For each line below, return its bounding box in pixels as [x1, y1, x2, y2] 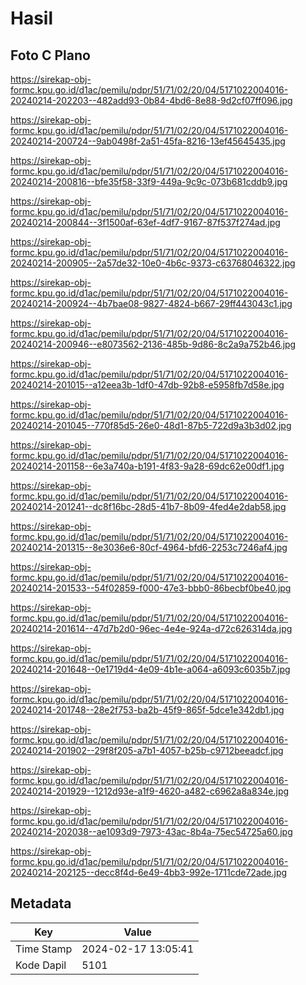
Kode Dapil [15, 958, 67, 972]
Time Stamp [15, 942, 73, 956]
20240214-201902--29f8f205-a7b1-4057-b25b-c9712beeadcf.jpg [10, 745, 284, 756]
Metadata [10, 895, 72, 912]
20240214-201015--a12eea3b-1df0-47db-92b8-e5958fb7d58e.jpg [10, 379, 285, 391]
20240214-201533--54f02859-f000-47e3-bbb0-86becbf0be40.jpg [10, 582, 292, 594]
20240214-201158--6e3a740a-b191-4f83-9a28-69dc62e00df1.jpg [10, 460, 285, 472]
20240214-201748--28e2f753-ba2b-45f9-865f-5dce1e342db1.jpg [10, 704, 285, 716]
